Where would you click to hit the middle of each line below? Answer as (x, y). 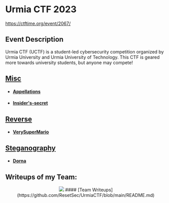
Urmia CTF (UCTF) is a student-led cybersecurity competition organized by (85, 51)
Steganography (31, 148)
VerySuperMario (31, 132)
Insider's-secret (30, 103)
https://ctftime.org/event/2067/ (38, 23)
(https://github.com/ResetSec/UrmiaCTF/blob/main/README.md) (86, 195)
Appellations (27, 91)
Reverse (19, 119)
